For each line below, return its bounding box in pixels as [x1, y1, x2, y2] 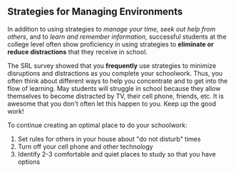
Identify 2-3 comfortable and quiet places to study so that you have [17, 149, 216, 158]
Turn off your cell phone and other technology [17, 142, 153, 151]
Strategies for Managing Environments [7, 6, 183, 18]
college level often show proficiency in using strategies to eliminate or [7, 39, 214, 49]
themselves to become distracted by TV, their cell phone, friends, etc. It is [7, 92, 224, 100]
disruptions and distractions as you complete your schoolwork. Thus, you [7, 69, 223, 77]
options [17, 157, 41, 166]
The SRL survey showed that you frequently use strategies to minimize [7, 61, 216, 70]
